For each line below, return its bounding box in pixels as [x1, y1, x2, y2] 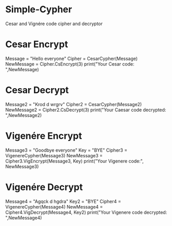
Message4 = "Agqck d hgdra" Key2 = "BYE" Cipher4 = [5, 198, 122, 204]
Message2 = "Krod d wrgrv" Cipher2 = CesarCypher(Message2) [5, 101, 142, 107]
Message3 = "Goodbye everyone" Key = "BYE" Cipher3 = [5, 147, 127, 153]
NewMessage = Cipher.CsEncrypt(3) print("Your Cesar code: [5, 60, 135, 67]
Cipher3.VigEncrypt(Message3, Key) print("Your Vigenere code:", [5, 158, 144, 164]
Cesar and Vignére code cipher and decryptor [5, 20, 103, 27]
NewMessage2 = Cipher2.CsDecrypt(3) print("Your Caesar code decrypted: [5, 107, 166, 113]
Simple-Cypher [5, 4, 72, 15]
